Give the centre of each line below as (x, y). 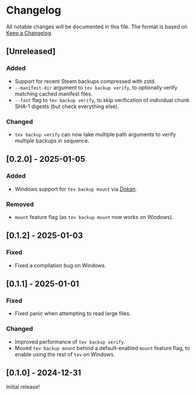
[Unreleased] (31, 52)
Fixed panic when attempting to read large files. (73, 314)
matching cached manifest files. (53, 94)
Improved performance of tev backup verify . (70, 342)
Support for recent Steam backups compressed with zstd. (85, 81)
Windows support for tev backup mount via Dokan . (76, 189)
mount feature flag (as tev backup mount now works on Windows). (94, 217)
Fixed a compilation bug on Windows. (60, 265)
